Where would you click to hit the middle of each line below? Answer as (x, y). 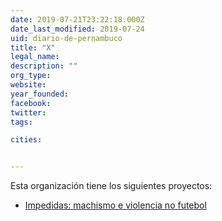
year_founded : (40, 94)
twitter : (28, 112)
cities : (26, 140)
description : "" (44, 66)
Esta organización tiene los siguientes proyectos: (111, 186)
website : (28, 85)
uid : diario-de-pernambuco (66, 38)
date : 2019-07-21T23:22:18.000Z (77, 19)
